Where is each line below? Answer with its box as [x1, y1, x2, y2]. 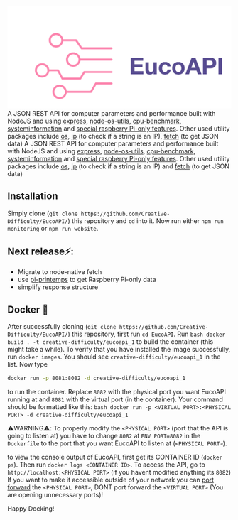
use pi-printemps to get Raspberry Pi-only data [17, 276, 156, 284]
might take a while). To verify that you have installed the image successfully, [7, 345, 231, 354]
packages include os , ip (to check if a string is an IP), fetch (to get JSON [7, 131, 219, 140]
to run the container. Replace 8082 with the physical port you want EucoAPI [7, 388, 226, 396]
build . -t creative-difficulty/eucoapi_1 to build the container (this [7, 337, 214, 346]
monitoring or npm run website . [7, 224, 99, 232]
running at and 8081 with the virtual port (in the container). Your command [7, 395, 224, 403]
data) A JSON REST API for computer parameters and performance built [7, 139, 219, 148]
